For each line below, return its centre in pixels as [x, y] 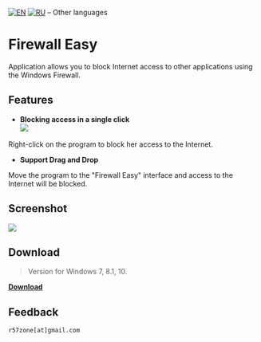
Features [31, 100]
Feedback [34, 312]
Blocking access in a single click [75, 119]
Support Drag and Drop [59, 159]
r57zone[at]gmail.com [44, 331]
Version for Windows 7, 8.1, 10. [77, 272]
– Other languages [77, 12]
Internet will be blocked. [48, 183]
